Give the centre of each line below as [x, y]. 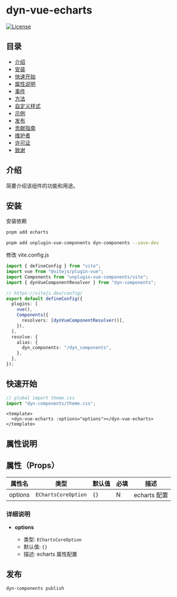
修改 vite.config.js [28, 255]
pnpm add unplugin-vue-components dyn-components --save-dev [83, 243]
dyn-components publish [35, 588]
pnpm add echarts [27, 232]
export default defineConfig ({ [44, 298]
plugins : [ [25, 304]
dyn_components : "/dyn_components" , [66, 348]
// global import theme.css [41, 398]
